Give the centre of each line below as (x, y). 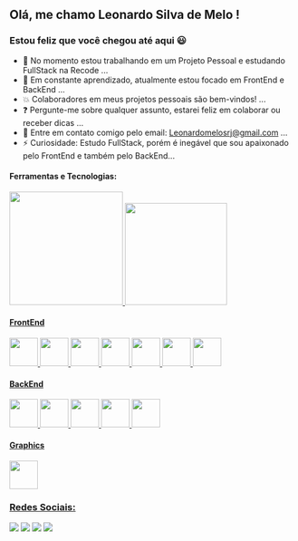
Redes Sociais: (43, 507)
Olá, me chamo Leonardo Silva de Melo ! (125, 15)
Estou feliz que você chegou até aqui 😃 (98, 41)
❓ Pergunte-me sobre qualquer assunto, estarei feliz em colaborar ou (151, 110)
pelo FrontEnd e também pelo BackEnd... (98, 155)
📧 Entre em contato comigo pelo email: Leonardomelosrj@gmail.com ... (155, 132)
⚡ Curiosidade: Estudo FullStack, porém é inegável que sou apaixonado (156, 142)
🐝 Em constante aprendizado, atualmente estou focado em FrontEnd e (154, 80)
